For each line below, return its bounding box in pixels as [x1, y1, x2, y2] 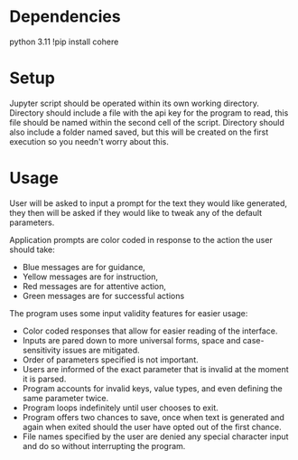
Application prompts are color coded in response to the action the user [9, 234, 273, 245]
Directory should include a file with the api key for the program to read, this [9, 107, 289, 118]
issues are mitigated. [62, 344, 140, 355]
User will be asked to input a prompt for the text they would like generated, [9, 197, 287, 209]
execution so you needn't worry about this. [9, 136, 169, 146]
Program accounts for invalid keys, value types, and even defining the [22, 382, 283, 394]
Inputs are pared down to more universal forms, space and [22, 334, 241, 345]
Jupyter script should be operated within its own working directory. [9, 98, 260, 108]
